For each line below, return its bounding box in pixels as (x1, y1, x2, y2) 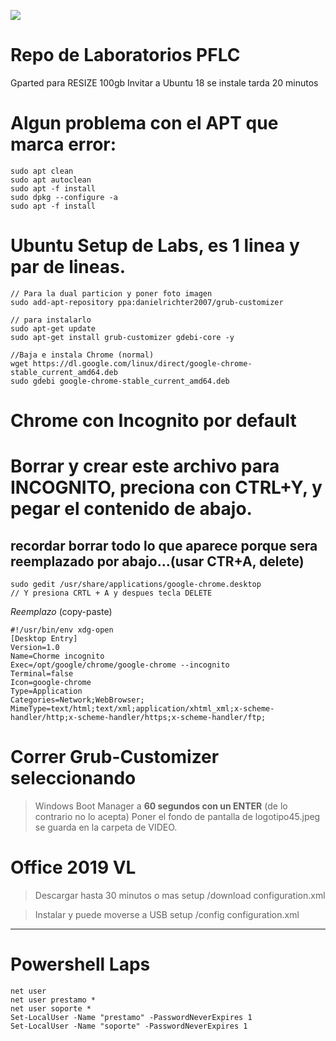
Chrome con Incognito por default (10, 410, 297, 432)
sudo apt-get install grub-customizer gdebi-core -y (10, 332, 235, 342)
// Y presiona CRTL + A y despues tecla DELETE (10, 588, 213, 598)
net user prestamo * (10, 995, 97, 1005)
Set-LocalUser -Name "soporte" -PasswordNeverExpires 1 (10, 1021, 248, 1031)
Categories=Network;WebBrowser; (10, 695, 145, 705)
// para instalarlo (10, 315, 92, 325)
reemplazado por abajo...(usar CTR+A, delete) (10, 553, 305, 570)
